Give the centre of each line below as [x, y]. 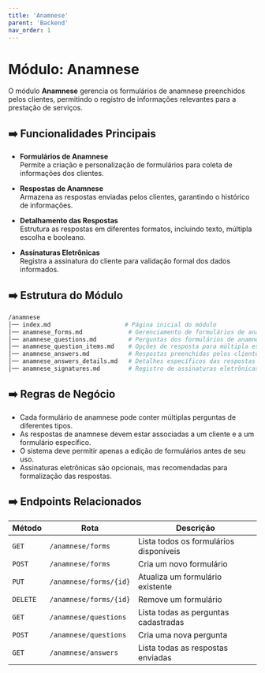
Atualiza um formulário [180, 577]
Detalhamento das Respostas [69, 221]
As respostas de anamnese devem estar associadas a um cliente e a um [137, 434]
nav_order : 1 [30, 30]
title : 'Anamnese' [38, 15]
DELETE [24, 599]
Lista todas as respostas [183, 648]
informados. [39, 270]
